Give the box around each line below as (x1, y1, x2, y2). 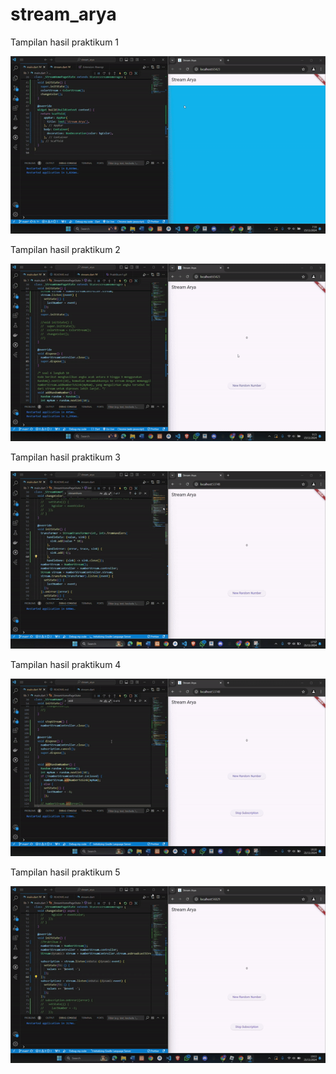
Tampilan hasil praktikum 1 (10, 36, 120, 48)
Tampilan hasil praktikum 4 (10, 658, 122, 670)
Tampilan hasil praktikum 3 (10, 451, 121, 463)
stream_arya (10, 3, 117, 26)
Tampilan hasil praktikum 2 (10, 243, 121, 255)
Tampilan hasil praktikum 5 (10, 866, 121, 878)
